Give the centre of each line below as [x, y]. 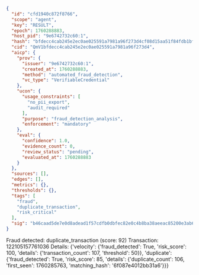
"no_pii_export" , [49, 102]
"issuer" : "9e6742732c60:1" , [58, 63]
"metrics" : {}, [30, 185]
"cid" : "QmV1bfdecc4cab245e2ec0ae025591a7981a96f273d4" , [83, 47]
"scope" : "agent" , [34, 20]
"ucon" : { [29, 91]
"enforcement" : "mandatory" [57, 124]
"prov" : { [29, 58]
